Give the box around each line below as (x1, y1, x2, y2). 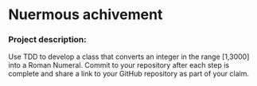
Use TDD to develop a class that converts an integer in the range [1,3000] (8, 52, 250, 61)
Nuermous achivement (8, 6, 163, 24)
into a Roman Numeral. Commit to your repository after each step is (8, 61, 229, 70)
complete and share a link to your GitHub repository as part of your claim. (8, 69, 249, 79)
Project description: (8, 34, 87, 45)
